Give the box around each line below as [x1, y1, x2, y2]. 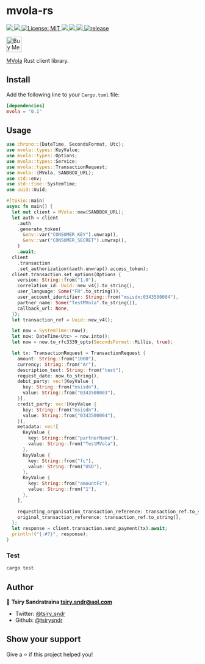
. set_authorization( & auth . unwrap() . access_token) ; [17, 266, 149, 272]
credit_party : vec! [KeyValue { [17, 401, 97, 407]
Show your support [6, 634, 81, 644]
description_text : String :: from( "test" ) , [17, 367, 124, 373]
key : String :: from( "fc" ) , [28, 458, 95, 464]
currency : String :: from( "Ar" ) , [17, 361, 97, 368]
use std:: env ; [6, 175, 43, 182]
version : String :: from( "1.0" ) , [17, 277, 97, 284]
